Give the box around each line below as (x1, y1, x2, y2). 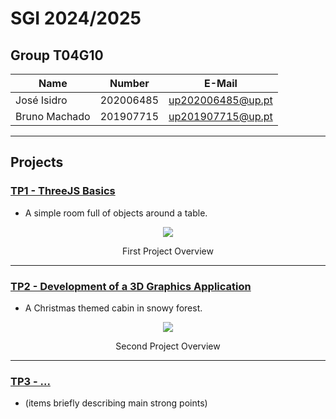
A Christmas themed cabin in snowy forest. (24, 302, 203, 314)
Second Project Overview (115, 340, 221, 352)
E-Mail (203, 77, 238, 90)
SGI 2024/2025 (10, 7, 142, 30)
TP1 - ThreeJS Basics (10, 184, 116, 198)
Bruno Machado (15, 110, 91, 123)
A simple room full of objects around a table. (24, 207, 208, 219)
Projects (10, 154, 64, 171)
